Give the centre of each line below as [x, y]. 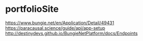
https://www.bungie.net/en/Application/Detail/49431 [60, 23]
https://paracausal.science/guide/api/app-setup [55, 28]
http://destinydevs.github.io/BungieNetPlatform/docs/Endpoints [71, 33]
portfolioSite [32, 9]
